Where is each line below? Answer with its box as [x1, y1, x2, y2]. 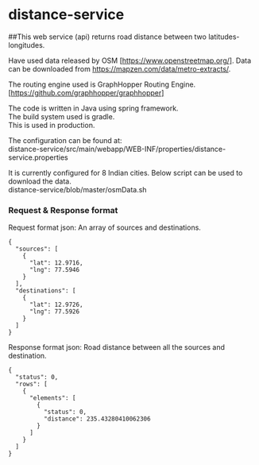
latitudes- [207, 32, 240, 41]
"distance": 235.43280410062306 [43, 415, 151, 423]
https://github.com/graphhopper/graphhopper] [10, 87, 164, 97]
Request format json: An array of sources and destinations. [8, 223, 201, 232]
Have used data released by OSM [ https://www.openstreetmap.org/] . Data [8, 56, 252, 65]
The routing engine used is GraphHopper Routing [8, 79, 169, 89]
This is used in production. [8, 120, 95, 130]
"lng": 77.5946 [29, 266, 80, 274]
